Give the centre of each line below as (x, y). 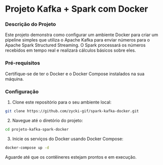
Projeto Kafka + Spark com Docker (77, 9)
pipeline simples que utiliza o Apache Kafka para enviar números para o (78, 40)
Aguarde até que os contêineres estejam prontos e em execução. (71, 157)
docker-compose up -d (27, 147)
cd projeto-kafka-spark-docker (37, 129)
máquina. (14, 79)
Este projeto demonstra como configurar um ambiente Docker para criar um (81, 35)
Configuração (22, 91)
